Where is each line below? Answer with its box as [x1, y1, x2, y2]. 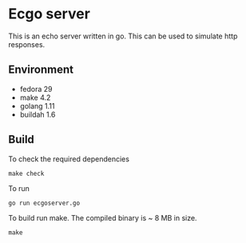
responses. [8, 39, 46, 49]
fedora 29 [19, 84, 53, 94]
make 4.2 [19, 93, 51, 102]
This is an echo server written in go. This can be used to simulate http [8, 31, 238, 41]
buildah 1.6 [19, 110, 56, 119]
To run [8, 183, 30, 193]
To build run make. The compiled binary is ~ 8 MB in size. [8, 213, 197, 222]
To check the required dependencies [8, 153, 130, 164]
